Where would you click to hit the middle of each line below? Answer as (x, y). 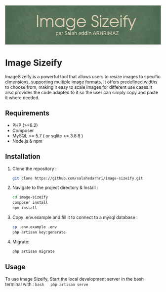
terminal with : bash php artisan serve (47, 284)
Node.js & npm (27, 141)
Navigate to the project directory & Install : (55, 188)
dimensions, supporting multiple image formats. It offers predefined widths (81, 82)
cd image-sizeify (30, 197)
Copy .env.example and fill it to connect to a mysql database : (75, 217)
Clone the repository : (34, 169)
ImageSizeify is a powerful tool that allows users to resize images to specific (83, 76)
